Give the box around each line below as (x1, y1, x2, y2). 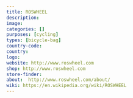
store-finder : (6, 71, 43, 77)
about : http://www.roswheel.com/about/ (6, 77, 111, 83)
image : (6, 20, 23, 26)
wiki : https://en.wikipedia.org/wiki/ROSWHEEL (6, 83, 127, 89)
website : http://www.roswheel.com (6, 60, 95, 66)
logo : (6, 54, 20, 60)
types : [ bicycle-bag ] (6, 37, 62, 43)
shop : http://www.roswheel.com (6, 65, 86, 72)
